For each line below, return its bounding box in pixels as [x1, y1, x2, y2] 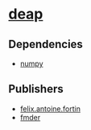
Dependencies [8, 37, 83, 51]
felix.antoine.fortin [19, 103, 81, 114]
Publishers [8, 82, 64, 96]
